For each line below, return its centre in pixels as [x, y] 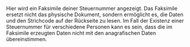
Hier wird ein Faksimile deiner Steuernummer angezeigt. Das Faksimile [92, 8]
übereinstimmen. [27, 39]
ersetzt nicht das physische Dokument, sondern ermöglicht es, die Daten [95, 15]
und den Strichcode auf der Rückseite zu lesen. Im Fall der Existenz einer [95, 21]
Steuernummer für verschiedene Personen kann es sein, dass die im [89, 27]
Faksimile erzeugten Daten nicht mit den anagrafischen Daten [81, 33]
